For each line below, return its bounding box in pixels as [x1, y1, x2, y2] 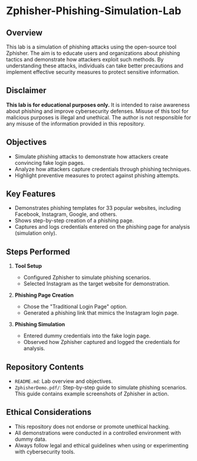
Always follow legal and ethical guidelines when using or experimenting [14, 441, 189, 449]
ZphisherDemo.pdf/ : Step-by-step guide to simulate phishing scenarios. [14, 384, 187, 391]
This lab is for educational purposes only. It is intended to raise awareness [6, 101, 190, 108]
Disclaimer [6, 86, 47, 96]
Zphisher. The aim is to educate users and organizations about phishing [6, 50, 180, 57]
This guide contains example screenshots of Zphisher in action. [14, 390, 169, 397]
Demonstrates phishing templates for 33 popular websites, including [14, 204, 181, 212]
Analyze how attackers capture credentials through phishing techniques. [14, 165, 192, 173]
